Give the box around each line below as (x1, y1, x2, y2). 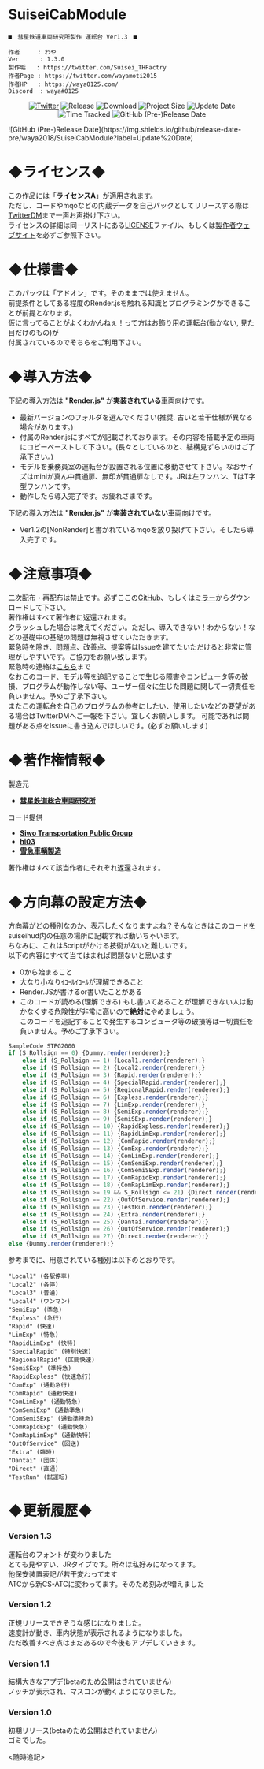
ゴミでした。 (8, 1736, 49, 1745)
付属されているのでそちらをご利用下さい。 (8, 337, 146, 347)
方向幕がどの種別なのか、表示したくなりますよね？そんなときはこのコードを (8, 921, 256, 930)
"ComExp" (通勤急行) (8, 1381, 71, 1389)
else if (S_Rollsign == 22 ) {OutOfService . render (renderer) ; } (22, 1196, 230, 1204)
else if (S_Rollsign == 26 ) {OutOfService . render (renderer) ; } (22, 1225, 230, 1233)
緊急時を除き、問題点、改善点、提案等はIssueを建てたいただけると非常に (8, 642, 245, 651)
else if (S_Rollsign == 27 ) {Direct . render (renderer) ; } (22, 1232, 210, 1241)
